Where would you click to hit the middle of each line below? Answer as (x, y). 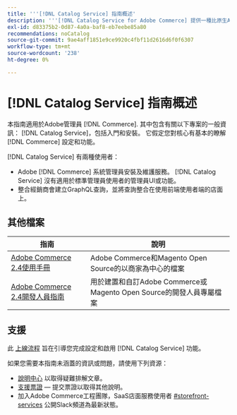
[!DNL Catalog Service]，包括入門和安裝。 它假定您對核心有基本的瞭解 (123, 133)
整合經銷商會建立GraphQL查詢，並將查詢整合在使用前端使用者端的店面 (120, 189)
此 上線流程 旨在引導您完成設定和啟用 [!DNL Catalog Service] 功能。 (106, 348)
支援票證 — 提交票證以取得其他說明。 (72, 387)
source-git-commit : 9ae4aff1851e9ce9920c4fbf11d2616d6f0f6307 (101, 40)
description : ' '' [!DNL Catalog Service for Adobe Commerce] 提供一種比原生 (117, 20)
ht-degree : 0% (28, 60)
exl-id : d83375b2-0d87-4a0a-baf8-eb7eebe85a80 (77, 27)
